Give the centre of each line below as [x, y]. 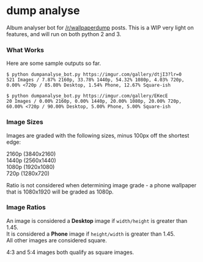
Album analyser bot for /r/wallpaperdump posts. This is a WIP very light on [100, 28]
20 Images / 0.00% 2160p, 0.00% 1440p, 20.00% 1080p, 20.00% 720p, [94, 102]
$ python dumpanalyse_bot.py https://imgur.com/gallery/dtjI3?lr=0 [94, 75]
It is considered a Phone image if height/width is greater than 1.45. [91, 234]
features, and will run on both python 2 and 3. [64, 34]
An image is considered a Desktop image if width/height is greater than [97, 220]
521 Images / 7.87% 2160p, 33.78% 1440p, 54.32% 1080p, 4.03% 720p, [95, 80]
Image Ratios [26, 208]
